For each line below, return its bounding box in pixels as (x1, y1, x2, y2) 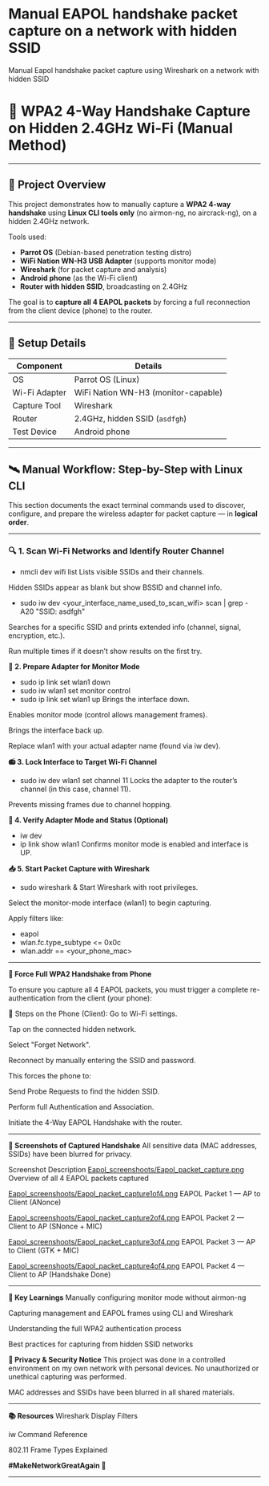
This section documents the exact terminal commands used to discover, (8, 501, 246, 510)
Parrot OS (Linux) (74, 374, 140, 385)
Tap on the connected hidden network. (8, 1024, 137, 1033)
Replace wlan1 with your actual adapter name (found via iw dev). (8, 741, 221, 750)
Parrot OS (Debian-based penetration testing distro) (19, 247, 192, 257)
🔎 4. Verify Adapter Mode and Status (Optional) (8, 815, 169, 825)
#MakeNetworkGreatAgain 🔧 (8, 1460, 106, 1470)
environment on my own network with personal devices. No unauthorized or (8, 1363, 259, 1373)
